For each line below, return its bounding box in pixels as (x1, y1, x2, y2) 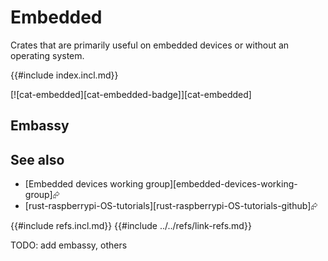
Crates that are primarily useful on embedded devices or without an (10, 39, 290, 51)
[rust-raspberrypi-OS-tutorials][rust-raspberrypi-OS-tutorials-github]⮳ (24, 200, 318, 212)
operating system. (10, 49, 85, 61)
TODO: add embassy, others (10, 239, 128, 251)
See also (10, 151, 65, 168)
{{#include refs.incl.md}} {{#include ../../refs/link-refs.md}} (10, 220, 252, 232)
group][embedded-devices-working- (145, 178, 298, 190)
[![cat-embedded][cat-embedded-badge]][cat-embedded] (10, 88, 252, 100)
